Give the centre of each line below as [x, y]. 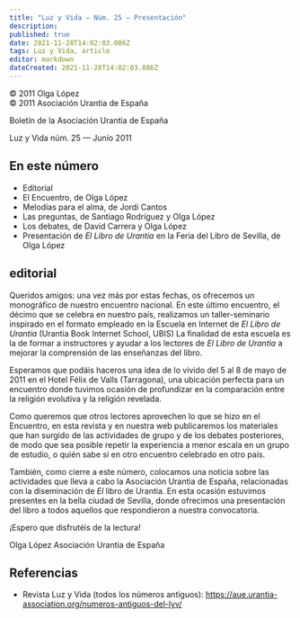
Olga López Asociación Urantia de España [87, 544]
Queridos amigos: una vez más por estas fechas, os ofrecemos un [132, 295]
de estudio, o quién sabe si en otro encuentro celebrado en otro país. [137, 454]
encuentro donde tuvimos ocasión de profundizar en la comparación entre [147, 389]
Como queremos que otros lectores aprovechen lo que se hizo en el [135, 416]
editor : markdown [42, 59]
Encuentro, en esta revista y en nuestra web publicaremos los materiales [144, 425]
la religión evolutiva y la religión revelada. [85, 399]
